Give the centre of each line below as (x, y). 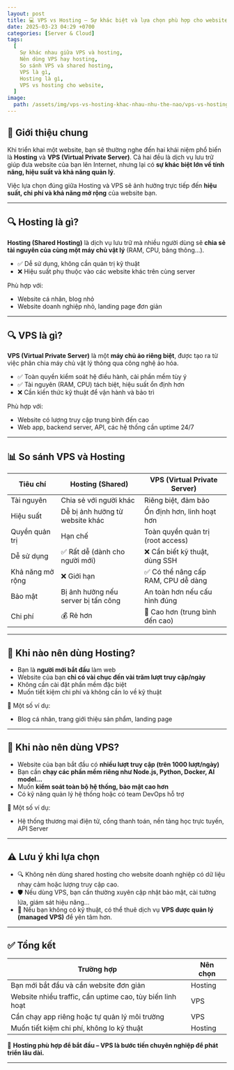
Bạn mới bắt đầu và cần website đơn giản (78, 986)
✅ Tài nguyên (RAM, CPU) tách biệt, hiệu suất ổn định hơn (101, 385)
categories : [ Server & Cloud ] (51, 33)
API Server (33, 828)
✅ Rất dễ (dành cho (93, 552)
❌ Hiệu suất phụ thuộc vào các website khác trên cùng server (106, 271)
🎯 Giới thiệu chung (48, 133)
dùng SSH (161, 560)
